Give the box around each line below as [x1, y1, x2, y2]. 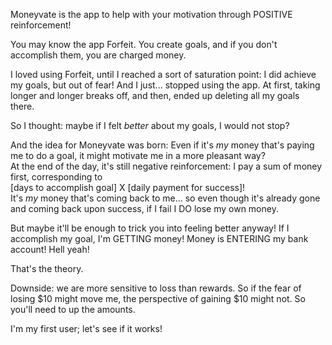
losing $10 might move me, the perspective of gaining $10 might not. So [10, 293, 306, 304]
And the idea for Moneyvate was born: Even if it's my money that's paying [10, 139, 315, 151]
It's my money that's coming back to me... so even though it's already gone [10, 192, 321, 204]
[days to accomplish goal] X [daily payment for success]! [10, 182, 246, 193]
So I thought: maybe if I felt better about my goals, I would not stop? [10, 120, 290, 131]
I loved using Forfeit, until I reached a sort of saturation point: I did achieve [10, 69, 317, 80]
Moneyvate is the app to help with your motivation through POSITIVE [10, 9, 293, 20]
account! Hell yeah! [10, 244, 90, 255]
